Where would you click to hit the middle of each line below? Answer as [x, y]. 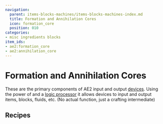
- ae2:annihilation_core [31, 51]
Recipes [18, 115]
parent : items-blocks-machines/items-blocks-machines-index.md [76, 14]
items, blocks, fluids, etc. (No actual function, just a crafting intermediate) [80, 100]
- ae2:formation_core [27, 46]
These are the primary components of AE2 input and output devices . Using [82, 89]
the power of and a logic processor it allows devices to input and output [79, 94]
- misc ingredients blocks [33, 38]
